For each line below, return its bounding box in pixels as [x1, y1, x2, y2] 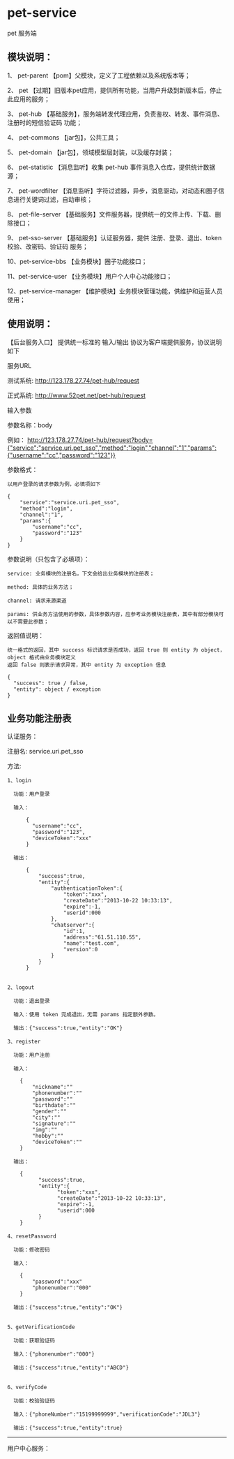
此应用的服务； [7, 94, 50, 103]
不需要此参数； [12, 618, 49, 625]
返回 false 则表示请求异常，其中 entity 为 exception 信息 [7, 661, 166, 668]
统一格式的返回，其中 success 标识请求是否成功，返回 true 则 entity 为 [7, 646, 198, 654]
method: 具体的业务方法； [7, 583, 75, 591]
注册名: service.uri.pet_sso [7, 747, 84, 756]
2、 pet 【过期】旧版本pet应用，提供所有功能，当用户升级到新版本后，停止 [7, 86, 223, 94]
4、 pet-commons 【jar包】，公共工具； [7, 133, 120, 141]
